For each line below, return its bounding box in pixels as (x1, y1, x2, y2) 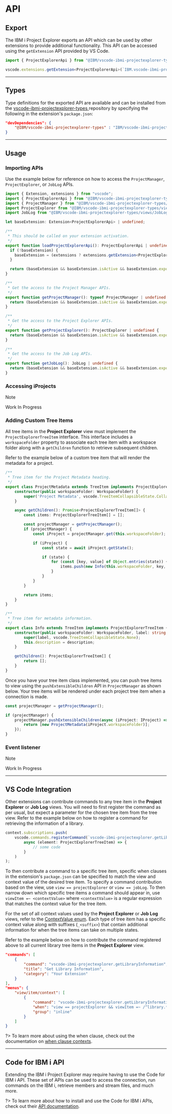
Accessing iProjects (5, 382, 56, 390)
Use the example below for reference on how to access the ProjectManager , (5, 176, 165, 182)
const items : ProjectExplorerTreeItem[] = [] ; (24, 512, 125, 518)
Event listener (5, 744, 41, 751)
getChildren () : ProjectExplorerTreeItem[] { (14, 654, 111, 659)
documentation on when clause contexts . (5, 1038, 93, 1044)
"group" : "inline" (32, 1009, 72, 1014)
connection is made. (5, 693, 49, 699)
